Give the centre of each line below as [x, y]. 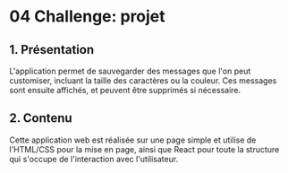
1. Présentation [52, 50]
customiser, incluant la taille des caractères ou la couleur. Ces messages [143, 81]
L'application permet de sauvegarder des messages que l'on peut [130, 71]
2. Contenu [41, 118]
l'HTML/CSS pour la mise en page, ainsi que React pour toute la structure [144, 149]
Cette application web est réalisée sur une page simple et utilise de [133, 140]
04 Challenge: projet [87, 17]
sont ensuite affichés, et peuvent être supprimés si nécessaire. [125, 90]
